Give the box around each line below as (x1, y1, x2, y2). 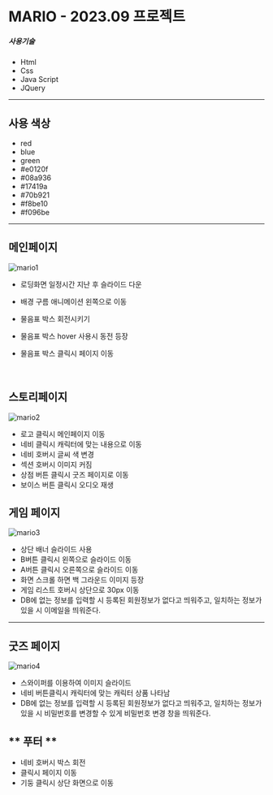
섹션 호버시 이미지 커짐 (19, 460, 93, 469)
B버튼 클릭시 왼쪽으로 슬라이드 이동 (19, 555, 132, 564)
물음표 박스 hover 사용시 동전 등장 (19, 331, 128, 341)
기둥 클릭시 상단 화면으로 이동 (19, 778, 114, 788)
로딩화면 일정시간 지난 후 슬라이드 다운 (19, 279, 142, 289)
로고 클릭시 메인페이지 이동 (19, 429, 106, 439)
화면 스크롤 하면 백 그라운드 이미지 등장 (19, 575, 145, 585)
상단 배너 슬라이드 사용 (19, 545, 93, 555)
